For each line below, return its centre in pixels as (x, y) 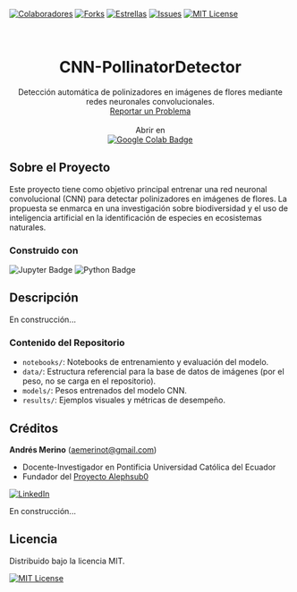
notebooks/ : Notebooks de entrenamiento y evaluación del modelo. (145, 362)
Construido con (44, 250)
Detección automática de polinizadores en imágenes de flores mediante (150, 92)
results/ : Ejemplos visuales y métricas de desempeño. (124, 400)
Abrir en (150, 130)
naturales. (28, 227)
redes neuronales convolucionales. (150, 101)
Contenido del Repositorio (67, 343)
